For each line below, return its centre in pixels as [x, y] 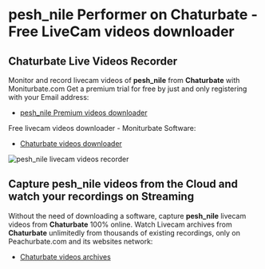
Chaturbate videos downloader [71, 144]
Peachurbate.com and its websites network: [81, 241]
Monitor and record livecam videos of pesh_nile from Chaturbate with [124, 80]
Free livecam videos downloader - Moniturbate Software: [102, 128]
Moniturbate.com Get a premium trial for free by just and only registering [128, 89]
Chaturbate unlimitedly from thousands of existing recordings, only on [125, 232]
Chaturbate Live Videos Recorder [93, 61]
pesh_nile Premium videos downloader [83, 113]
